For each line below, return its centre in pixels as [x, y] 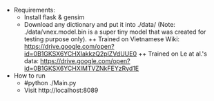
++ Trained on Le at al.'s [172, 54]
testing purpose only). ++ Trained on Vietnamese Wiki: [102, 39]
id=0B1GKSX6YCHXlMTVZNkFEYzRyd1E [81, 68]
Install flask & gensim [54, 17]
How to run [30, 76]
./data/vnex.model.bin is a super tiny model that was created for [115, 32]
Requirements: [34, 10]
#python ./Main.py [50, 83]
